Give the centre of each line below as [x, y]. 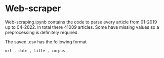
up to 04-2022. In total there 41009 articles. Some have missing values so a [82, 27]
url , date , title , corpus [35, 51]
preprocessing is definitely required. [42, 32]
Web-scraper [33, 9]
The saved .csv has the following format [46, 41]
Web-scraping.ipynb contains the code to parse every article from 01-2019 [81, 22]
